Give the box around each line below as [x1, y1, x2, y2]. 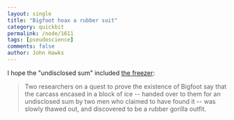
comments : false [7, 43, 55, 50]
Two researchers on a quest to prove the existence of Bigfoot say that [24, 82, 227, 91]
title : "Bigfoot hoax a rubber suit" [7, 17, 118, 24]
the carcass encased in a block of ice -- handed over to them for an [24, 89, 221, 98]
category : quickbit [7, 23, 65, 30]
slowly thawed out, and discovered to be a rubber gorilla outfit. [24, 105, 207, 113]
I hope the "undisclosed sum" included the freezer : [7, 68, 155, 77]
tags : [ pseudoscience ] [7, 36, 74, 44]
